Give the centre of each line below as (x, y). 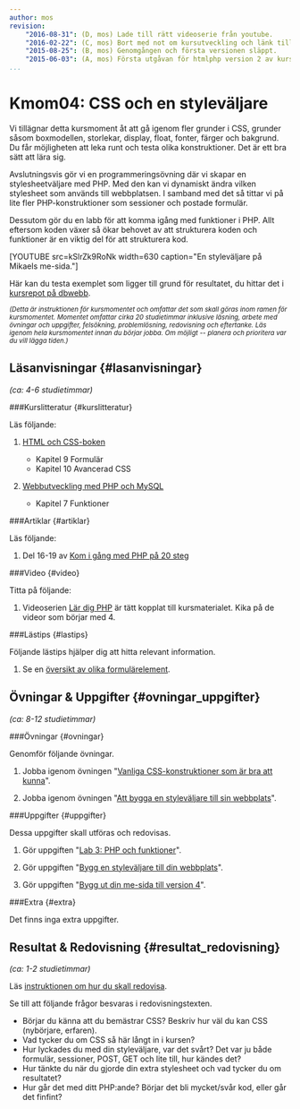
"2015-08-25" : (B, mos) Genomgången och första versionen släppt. (151, 51)
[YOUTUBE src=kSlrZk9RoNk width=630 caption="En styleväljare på (136, 256)
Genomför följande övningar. (62, 753)
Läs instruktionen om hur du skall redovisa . (88, 986)
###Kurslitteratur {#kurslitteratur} (71, 407)
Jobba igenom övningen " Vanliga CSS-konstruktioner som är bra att (147, 770)
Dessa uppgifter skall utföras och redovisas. (90, 832)
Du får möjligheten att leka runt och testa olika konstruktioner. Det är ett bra (148, 147)
